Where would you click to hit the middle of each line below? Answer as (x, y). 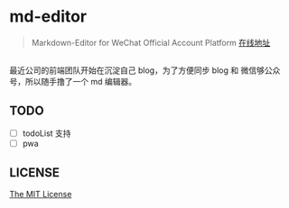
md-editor (48, 17)
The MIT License (41, 194)
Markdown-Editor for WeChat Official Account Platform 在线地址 (151, 42)
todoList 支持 (47, 133)
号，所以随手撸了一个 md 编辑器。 (73, 82)
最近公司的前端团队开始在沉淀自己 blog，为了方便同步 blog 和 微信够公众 (145, 70)
